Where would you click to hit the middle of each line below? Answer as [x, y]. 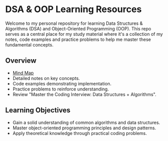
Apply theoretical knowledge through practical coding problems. [80, 133]
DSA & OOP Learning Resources [74, 9]
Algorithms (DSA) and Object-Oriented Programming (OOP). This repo [78, 28]
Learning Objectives [38, 110]
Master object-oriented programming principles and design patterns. [84, 128]
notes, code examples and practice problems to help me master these [78, 39]
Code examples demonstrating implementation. [62, 83]
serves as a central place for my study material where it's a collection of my [84, 34]
